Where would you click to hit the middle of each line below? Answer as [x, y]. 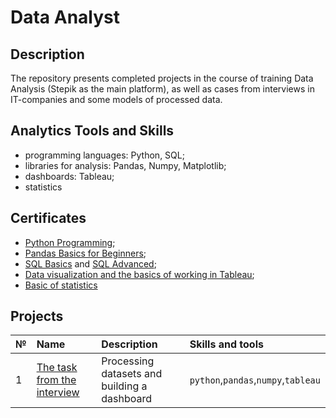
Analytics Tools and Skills [92, 131]
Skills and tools [226, 344]
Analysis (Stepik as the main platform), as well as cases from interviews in [162, 89]
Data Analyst [65, 17]
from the [56, 380]
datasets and [132, 374]
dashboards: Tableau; [69, 176]
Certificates [48, 218]
